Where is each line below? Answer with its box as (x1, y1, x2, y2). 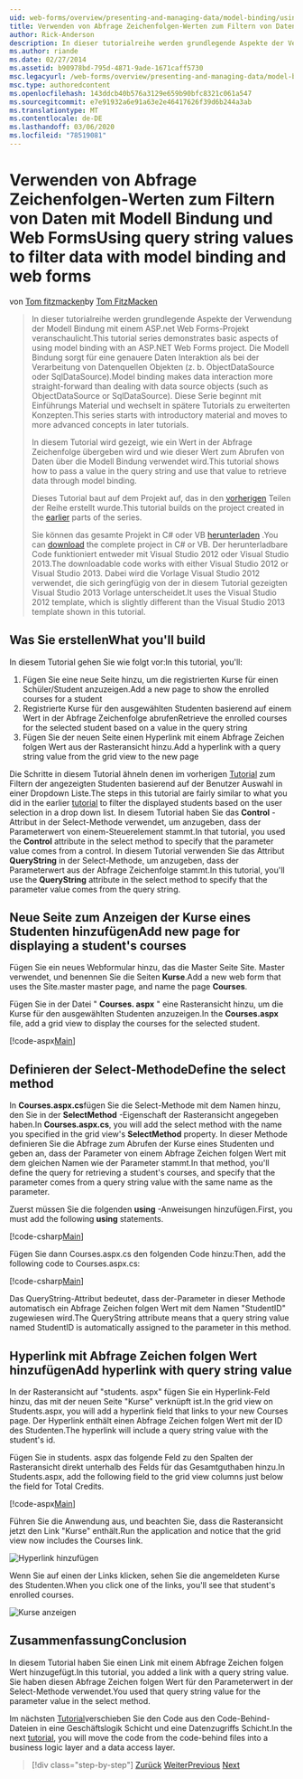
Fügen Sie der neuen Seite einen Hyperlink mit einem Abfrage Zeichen (22, 732, 285, 743)
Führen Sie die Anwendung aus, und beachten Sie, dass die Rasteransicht (9, 1516, 284, 1527)
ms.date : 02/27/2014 (9, 55, 87, 64)
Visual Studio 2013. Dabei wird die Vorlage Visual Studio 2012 (31, 567, 261, 579)
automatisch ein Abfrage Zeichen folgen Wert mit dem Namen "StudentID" (9, 1303, 286, 1314)
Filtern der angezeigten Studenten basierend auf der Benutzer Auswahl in (9, 778, 283, 789)
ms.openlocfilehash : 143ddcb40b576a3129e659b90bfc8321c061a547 (9, 89, 252, 98)
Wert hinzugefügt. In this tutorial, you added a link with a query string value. (9, 1666, 289, 1678)
